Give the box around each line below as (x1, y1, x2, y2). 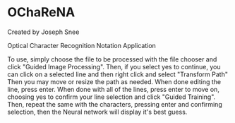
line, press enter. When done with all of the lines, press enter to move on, (7, 85, 220, 93)
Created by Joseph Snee (7, 28, 80, 36)
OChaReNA (7, 4, 76, 20)
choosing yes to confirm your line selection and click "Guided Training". (7, 93, 216, 101)
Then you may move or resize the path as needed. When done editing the (7, 77, 221, 86)
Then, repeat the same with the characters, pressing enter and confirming (7, 100, 222, 108)
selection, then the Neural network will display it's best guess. (7, 107, 188, 116)
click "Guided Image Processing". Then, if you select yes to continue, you (7, 62, 221, 71)
